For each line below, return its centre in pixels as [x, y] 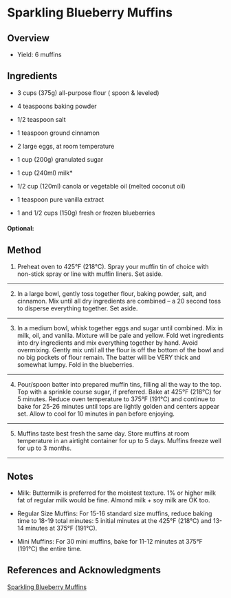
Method [24, 250]
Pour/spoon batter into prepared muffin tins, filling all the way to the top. [119, 385]
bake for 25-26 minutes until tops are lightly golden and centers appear [118, 407]
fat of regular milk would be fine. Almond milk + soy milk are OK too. [113, 500]
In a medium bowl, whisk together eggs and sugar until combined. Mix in [120, 328]
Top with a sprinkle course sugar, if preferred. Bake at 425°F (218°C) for [119, 392]
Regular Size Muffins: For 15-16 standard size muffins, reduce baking [114, 513]
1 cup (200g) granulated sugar [60, 159]
